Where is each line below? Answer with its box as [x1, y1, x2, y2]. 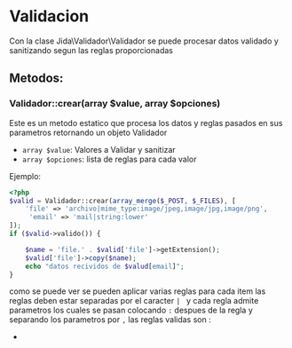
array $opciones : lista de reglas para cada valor [21, 154, 197, 164]
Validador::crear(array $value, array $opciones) [9, 98, 221, 110]
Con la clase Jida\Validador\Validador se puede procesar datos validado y [9, 36, 280, 46]
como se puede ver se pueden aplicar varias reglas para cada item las [9, 286, 266, 297]
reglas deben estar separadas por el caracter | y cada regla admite [9, 296, 259, 306]
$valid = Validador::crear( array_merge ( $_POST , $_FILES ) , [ [9, 196, 237, 205]
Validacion [9, 6, 90, 27]
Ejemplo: [9, 170, 42, 181]
